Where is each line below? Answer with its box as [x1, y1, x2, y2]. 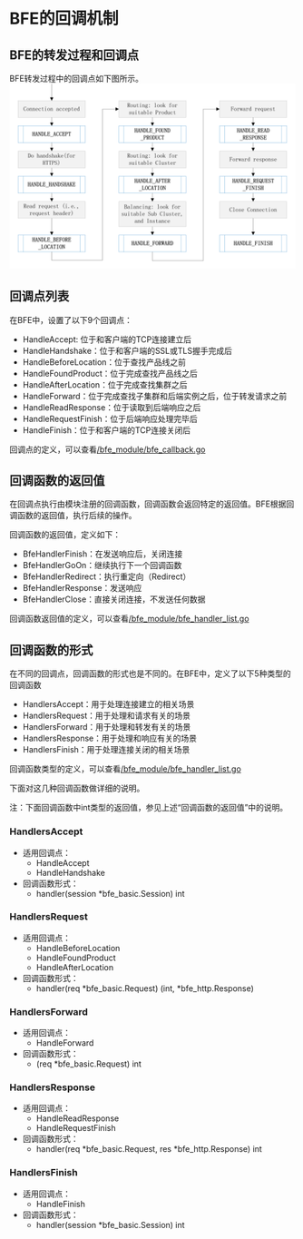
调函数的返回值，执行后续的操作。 [9, 510, 137, 521]
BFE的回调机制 [9, 8, 119, 29]
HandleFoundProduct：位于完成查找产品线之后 [22, 368, 198, 379]
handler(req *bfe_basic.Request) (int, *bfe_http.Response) [35, 982, 254, 994]
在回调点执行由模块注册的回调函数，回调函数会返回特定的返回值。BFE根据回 [9, 498, 295, 509]
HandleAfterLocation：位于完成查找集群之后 [22, 379, 188, 390]
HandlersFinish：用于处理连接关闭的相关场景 [22, 744, 191, 755]
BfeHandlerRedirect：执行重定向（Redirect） [22, 571, 191, 582]
